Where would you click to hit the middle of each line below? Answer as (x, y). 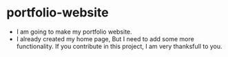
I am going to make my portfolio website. (74, 32)
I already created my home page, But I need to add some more (105, 38)
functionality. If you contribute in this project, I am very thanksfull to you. (119, 46)
